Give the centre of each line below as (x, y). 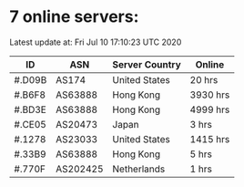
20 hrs (204, 79)
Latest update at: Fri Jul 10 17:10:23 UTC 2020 (96, 42)
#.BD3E (30, 109)
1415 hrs (210, 139)
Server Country (147, 64)
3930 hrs (210, 95)
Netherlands (139, 169)
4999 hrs (210, 109)
